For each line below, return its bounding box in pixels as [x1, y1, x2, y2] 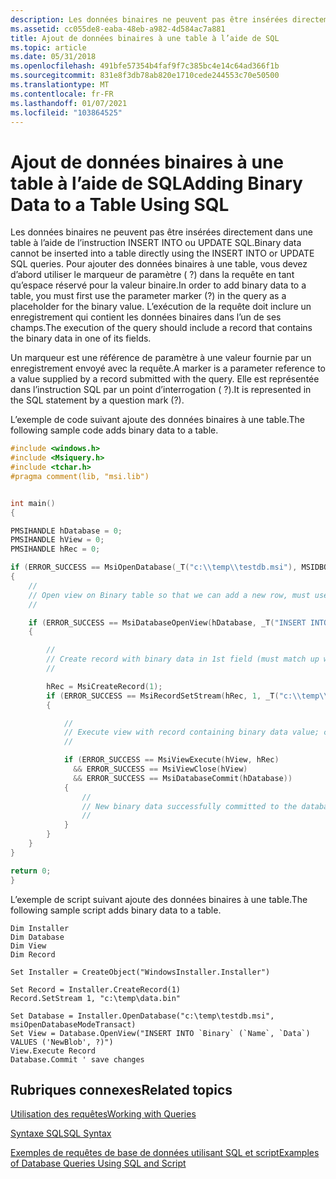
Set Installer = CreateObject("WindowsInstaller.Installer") [10, 967, 271, 977]
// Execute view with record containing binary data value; [63, 727, 320, 738]
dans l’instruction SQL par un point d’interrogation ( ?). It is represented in [10, 384, 312, 396]
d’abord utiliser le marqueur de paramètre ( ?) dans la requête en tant [10, 269, 295, 281]
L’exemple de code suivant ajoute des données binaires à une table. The [10, 414, 305, 426]
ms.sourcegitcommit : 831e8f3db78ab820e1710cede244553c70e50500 [10, 71, 280, 81]
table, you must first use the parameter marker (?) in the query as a [10, 290, 287, 302]
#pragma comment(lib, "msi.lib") [10, 471, 150, 481]
